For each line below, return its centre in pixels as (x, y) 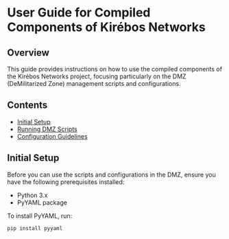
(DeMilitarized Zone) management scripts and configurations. (94, 83)
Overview (28, 53)
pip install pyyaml (35, 228)
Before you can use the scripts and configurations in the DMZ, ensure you (111, 174)
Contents (27, 105)
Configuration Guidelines (52, 136)
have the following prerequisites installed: (66, 182)
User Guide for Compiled (79, 13)
